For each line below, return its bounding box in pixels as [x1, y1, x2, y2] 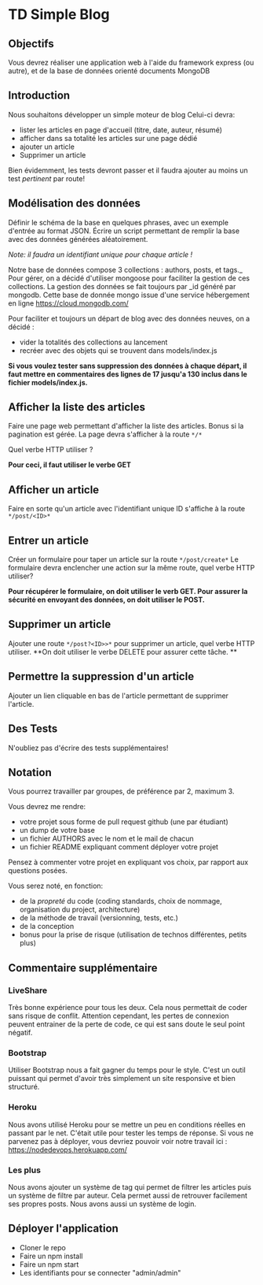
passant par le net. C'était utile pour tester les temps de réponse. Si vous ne [8, 1128, 254, 1138]
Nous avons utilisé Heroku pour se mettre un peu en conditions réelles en [8, 1120, 246, 1129]
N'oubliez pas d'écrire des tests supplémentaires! [8, 743, 169, 752]
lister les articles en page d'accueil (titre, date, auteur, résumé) [19, 124, 222, 135]
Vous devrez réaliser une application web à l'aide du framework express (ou [8, 58, 254, 67]
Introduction [8, 89, 71, 102]
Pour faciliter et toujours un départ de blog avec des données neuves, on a [8, 314, 250, 323]
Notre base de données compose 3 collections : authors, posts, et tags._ [8, 265, 243, 274]
